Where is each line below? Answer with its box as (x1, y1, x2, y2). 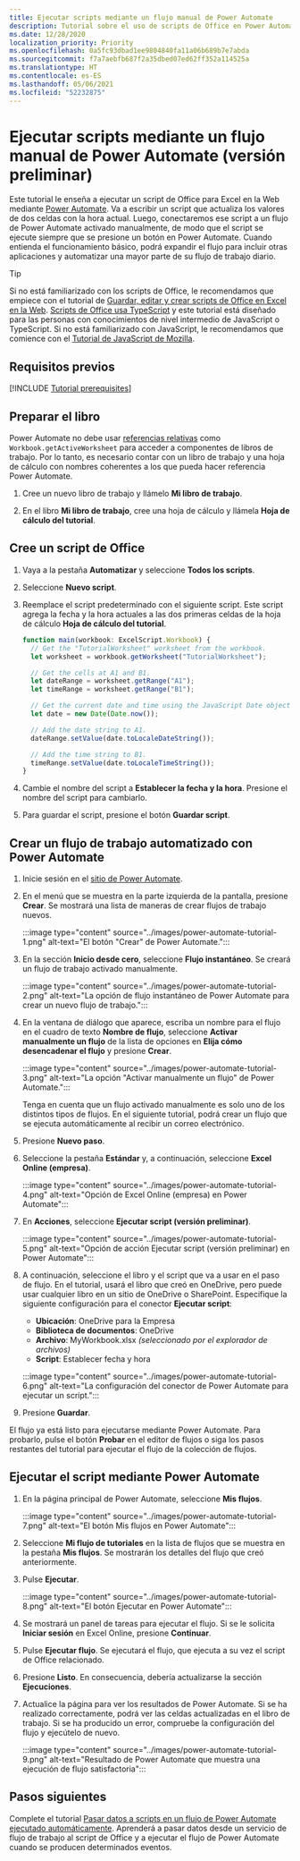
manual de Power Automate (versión (9, 145, 286, 166)
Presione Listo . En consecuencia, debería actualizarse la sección (21, 1671, 262, 1682)
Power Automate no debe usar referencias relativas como (9, 433, 221, 444)
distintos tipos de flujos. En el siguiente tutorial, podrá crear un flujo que (21, 1109, 287, 1119)
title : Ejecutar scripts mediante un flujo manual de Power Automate (9, 13, 274, 22)
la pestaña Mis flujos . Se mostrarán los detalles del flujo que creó (21, 1547, 264, 1558)
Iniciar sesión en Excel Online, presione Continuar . (21, 1627, 212, 1638)
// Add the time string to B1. (30, 750, 147, 759)
